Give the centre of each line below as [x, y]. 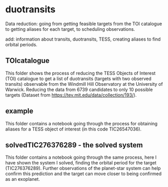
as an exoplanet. [23, 179]
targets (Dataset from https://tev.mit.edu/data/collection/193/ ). [71, 95]
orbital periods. [21, 44]
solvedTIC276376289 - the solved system [74, 145]
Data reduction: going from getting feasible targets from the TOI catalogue [84, 24]
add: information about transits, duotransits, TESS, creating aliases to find [83, 39]
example [19, 111]
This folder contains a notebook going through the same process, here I [81, 157]
